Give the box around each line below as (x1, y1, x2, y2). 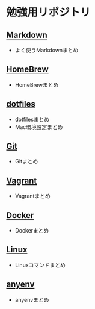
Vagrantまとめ (14, 192, 51, 199)
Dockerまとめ (14, 227, 49, 234)
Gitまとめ (14, 158, 38, 165)
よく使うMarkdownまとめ (14, 46, 79, 54)
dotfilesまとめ (14, 116, 50, 123)
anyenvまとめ (14, 296, 49, 303)
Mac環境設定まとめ (14, 123, 63, 130)
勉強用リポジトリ (6, 5, 91, 19)
